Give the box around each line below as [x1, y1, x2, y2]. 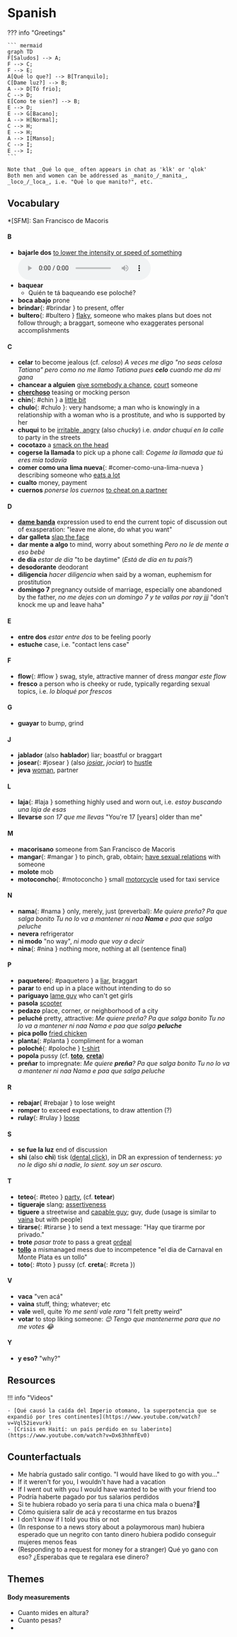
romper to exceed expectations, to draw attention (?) [17, 1106, 172, 1115]
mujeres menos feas [17, 1537, 78, 1546]
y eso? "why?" [17, 1354, 61, 1362]
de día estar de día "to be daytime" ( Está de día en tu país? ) [17, 556, 193, 564]
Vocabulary [7, 197, 60, 209]
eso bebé [17, 548, 45, 556]
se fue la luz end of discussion [17, 1145, 108, 1154]
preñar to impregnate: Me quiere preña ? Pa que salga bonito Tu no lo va [17, 1059, 230, 1067]
